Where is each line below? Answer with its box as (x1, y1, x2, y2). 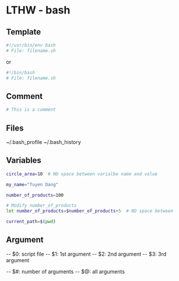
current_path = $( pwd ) (6, 219, 57, 225)
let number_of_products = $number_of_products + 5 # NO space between (6, 208, 174, 214)
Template (6, 27, 41, 37)
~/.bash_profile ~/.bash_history (6, 139, 82, 145)
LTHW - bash (6, 4, 71, 17)
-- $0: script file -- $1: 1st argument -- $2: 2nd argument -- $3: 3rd (6, 250, 167, 258)
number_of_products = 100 (6, 192, 64, 198)
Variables (6, 156, 42, 166)
